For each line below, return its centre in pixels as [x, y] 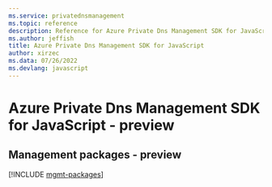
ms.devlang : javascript [49, 69]
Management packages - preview [95, 155]
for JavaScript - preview [91, 125]
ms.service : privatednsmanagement [67, 16]
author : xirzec [34, 53]
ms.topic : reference [43, 23]
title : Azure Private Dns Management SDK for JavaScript [106, 46]
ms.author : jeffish [41, 38]
